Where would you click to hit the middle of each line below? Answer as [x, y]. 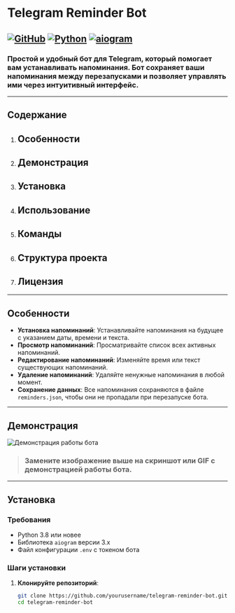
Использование [54, 210]
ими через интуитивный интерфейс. [73, 85]
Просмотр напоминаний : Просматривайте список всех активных [116, 345]
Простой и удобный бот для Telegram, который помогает [110, 59]
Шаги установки [37, 568]
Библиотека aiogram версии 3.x [64, 542]
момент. [30, 382]
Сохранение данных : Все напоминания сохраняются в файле [111, 390]
